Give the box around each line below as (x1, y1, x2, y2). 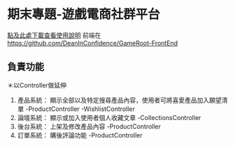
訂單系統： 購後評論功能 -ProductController (17, 131, 143, 139)
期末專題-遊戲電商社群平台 (7, 6, 161, 22)
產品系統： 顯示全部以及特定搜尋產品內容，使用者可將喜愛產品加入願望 (17, 95, 222, 104)
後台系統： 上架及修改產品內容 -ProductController (17, 122, 162, 131)
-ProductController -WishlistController (25, 105, 135, 113)
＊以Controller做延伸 (7, 81, 67, 89)
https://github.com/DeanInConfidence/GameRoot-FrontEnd (7, 39, 178, 47)
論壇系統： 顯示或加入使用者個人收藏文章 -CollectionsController (17, 113, 201, 121)
